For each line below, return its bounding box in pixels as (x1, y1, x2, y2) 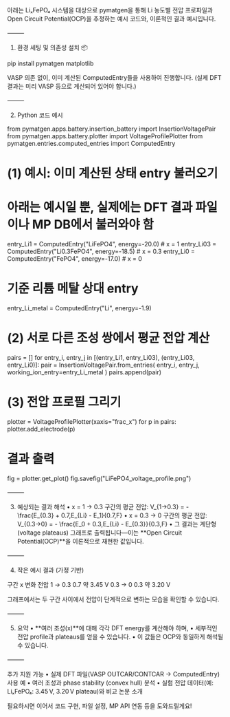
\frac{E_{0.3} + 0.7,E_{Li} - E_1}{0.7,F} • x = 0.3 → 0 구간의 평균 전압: (16, 511, 207, 520)
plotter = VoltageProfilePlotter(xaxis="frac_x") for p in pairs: (7, 417, 176, 425)
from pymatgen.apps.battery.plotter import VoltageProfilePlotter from (7, 132, 203, 140)
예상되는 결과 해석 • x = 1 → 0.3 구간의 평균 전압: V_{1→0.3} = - (16, 502, 189, 511)
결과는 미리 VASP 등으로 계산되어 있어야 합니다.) (7, 82, 137, 90)
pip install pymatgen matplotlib (7, 59, 94, 67)
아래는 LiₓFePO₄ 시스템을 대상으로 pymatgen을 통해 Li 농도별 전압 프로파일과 (7, 6, 214, 14)
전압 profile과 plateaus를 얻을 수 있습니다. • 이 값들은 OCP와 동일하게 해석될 (16, 632, 224, 641)
